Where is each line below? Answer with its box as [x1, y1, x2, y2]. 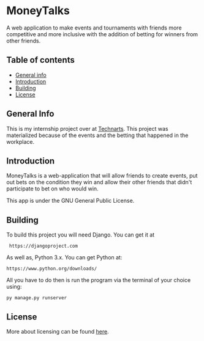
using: [6, 283, 22, 291]
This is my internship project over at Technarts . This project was [6, 125, 168, 132]
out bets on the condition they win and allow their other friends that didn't [6, 179, 192, 186]
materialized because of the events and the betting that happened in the [6, 131, 189, 139]
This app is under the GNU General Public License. [6, 197, 135, 205]
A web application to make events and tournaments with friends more [6, 24, 182, 31]
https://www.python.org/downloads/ [6, 265, 97, 272]
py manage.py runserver [6, 295, 67, 301]
